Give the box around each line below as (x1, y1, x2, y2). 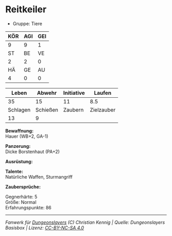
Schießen (35, 106, 59, 113)
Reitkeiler (5, 4, 47, 15)
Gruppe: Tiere (12, 20, 42, 27)
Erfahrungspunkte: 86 (5, 204, 52, 210)
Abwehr (37, 89, 57, 96)
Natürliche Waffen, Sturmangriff (5, 174, 73, 180)
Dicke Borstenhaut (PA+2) (5, 148, 60, 155)
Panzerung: (5, 143, 31, 149)
